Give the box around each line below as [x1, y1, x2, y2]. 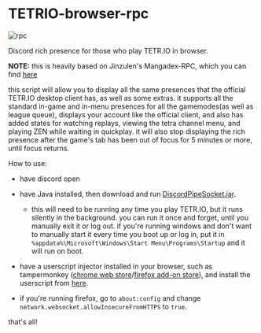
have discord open [19, 174, 81, 183]
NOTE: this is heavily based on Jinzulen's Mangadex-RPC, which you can [8, 61, 247, 71]
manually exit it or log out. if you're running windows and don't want [31, 221, 252, 231]
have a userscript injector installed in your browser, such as [19, 261, 213, 271]
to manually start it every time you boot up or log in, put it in [31, 229, 226, 239]
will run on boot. [31, 246, 84, 256]
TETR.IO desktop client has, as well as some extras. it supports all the [8, 93, 233, 102]
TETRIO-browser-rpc [8, 5, 149, 23]
